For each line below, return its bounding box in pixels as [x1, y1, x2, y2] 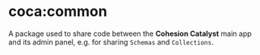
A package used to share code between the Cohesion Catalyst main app [8, 29, 252, 38]
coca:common [8, 2, 107, 21]
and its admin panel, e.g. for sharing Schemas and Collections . [8, 37, 214, 46]
